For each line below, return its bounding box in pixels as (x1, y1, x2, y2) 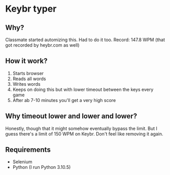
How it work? (5, 57, 48, 65)
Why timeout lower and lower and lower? (5, 112, 138, 121)
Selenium (12, 159, 32, 165)
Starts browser (12, 70, 44, 76)
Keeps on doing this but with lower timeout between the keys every (12, 86, 154, 92)
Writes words (12, 81, 41, 87)
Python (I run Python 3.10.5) (12, 164, 71, 170)
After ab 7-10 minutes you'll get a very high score (12, 97, 116, 103)
